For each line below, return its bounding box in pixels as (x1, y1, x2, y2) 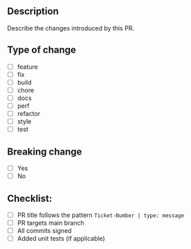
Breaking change (7, 146, 82, 157)
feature (17, 62, 38, 71)
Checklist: (7, 192, 53, 204)
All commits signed (17, 227, 72, 235)
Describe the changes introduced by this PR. (7, 24, 135, 32)
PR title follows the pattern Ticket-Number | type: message (17, 211, 185, 219)
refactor (17, 110, 40, 117)
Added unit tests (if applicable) (17, 234, 105, 243)
